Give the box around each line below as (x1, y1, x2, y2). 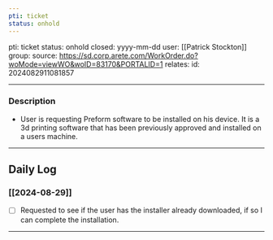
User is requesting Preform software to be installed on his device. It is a (19, 114, 260, 124)
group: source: (8, 50, 58, 60)
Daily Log (8, 163, 57, 177)
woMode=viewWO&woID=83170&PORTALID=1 (8, 59, 163, 69)
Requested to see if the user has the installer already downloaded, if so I (19, 205, 262, 216)
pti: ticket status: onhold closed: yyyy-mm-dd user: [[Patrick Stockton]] (8, 41, 248, 51)
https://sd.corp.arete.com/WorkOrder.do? (59, 50, 199, 60)
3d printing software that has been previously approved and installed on (19, 123, 262, 133)
